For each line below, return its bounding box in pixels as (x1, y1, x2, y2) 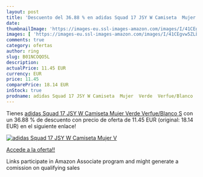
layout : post (6, 8, 39, 15)
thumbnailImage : (6, 25, 47, 32)
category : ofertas (6, 43, 53, 49)
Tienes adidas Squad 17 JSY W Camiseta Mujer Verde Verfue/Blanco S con (6, 109, 193, 117)
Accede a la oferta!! (6, 146, 56, 153)
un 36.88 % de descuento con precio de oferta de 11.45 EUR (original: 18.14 (6, 116, 193, 123)
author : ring (6, 48, 39, 54)
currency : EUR (6, 71, 42, 77)
